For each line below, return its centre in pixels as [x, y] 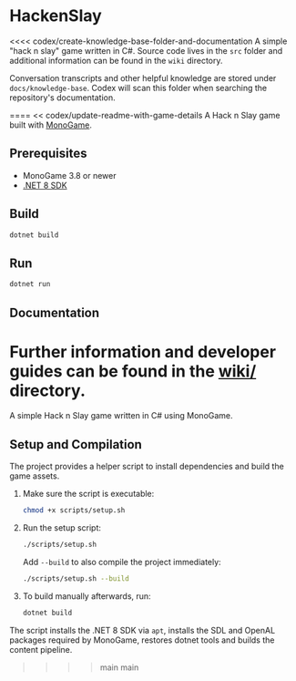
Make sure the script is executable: [88, 494]
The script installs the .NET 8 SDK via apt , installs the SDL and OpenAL [143, 630]
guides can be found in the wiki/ [133, 371]
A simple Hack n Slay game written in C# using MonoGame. [122, 416]
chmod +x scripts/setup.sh [74, 511]
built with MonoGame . [51, 125]
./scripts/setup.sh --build [76, 579]
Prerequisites [48, 154]
